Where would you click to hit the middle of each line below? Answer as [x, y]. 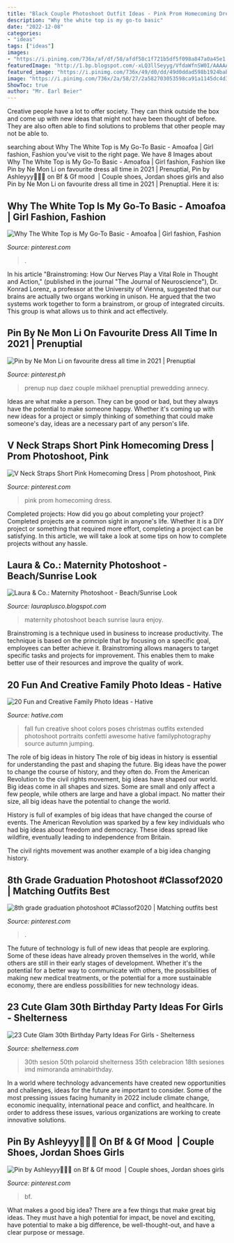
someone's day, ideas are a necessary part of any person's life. [98, 423]
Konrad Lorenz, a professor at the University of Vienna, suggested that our [114, 289]
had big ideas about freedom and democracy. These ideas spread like [108, 830]
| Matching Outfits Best [58, 891]
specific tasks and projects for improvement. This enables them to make [111, 655]
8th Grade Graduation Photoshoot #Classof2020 [115, 880]
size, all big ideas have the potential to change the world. [89, 802]
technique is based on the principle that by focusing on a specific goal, [109, 641]
